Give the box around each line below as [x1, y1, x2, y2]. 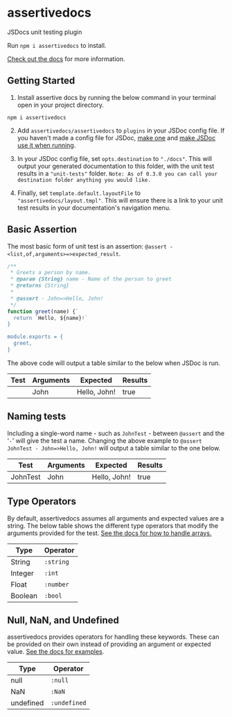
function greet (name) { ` [7, 307, 79, 315]
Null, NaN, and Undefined [7, 614, 120, 626]
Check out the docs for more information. [7, 54, 126, 63]
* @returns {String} [10, 282, 70, 289]
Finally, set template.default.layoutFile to [17, 189, 141, 197]
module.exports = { [7, 333, 64, 341]
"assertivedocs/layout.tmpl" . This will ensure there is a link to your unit [17, 196, 224, 204]
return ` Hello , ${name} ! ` [13, 314, 89, 321]
